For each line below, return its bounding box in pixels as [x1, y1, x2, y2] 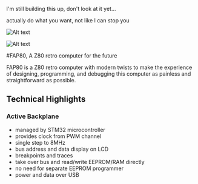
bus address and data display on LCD [15, 145, 109, 153]
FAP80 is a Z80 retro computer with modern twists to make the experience [6, 64, 193, 71]
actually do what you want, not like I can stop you [6, 17, 130, 24]
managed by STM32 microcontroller [15, 126, 106, 133]
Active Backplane [6, 112, 59, 120]
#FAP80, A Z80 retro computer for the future [6, 52, 117, 59]
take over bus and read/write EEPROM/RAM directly [15, 158, 145, 165]
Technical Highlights [6, 94, 86, 105]
